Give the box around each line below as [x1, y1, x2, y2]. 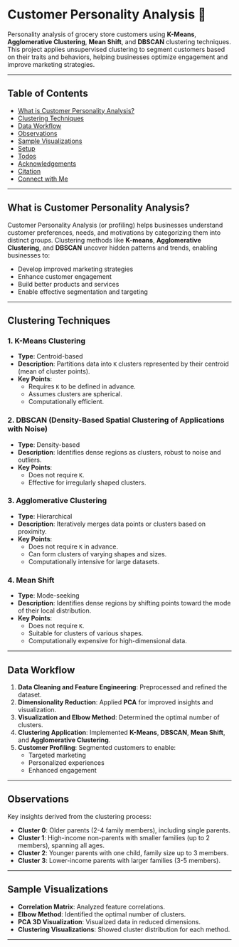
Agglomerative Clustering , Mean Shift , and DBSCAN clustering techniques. [7, 37, 231, 46]
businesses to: [7, 250, 51, 259]
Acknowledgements [17, 159, 77, 168]
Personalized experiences [28, 758, 105, 767]
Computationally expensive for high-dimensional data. [28, 637, 187, 645]
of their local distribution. [17, 606, 92, 615]
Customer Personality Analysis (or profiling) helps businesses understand [7, 221, 223, 229]
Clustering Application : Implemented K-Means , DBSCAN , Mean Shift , [17, 728, 225, 736]
